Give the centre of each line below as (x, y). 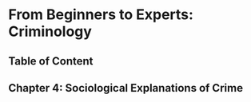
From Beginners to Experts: (101, 15)
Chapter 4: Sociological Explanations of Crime (126, 88)
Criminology (50, 31)
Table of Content (51, 61)
